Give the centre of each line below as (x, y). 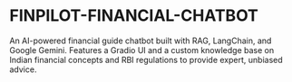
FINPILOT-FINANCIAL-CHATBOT (134, 16)
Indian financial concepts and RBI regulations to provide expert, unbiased (146, 59)
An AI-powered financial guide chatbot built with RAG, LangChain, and (141, 41)
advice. (23, 69)
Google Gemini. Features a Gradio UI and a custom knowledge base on (142, 50)
